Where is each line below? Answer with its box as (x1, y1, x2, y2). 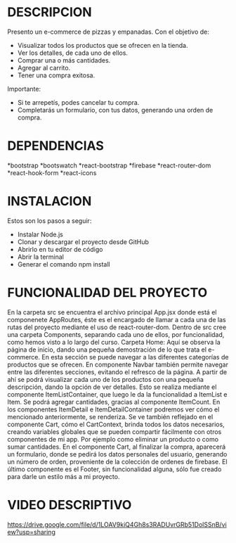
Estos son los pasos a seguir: (7, 216, 92, 225)
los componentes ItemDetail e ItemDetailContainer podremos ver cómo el (7, 405, 220, 414)
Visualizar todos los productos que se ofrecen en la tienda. (17, 41, 188, 49)
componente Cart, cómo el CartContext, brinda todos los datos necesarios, (7, 420, 225, 428)
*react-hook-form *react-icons (7, 168, 97, 177)
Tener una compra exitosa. (17, 71, 96, 79)
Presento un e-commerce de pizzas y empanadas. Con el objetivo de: (7, 27, 209, 36)
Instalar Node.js (17, 230, 63, 238)
